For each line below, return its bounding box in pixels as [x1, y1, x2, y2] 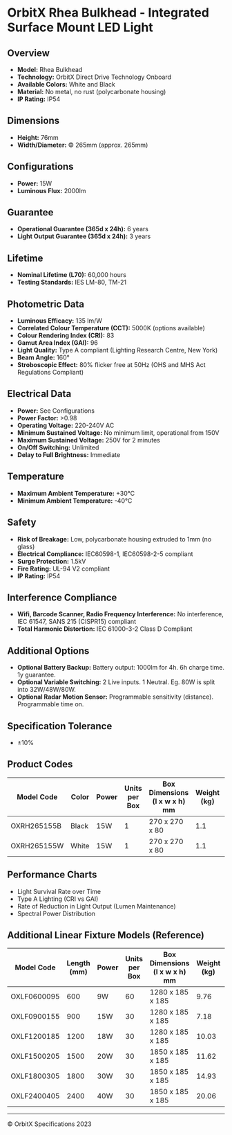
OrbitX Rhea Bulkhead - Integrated [7, 5, 209, 21]
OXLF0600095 [10, 992, 60, 1001]
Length [66, 958, 91, 968]
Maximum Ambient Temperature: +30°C [17, 489, 135, 497]
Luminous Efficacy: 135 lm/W [17, 316, 102, 325]
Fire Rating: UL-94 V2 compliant [17, 564, 110, 573]
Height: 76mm [17, 133, 59, 141]
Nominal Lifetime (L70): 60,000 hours [17, 271, 126, 279]
